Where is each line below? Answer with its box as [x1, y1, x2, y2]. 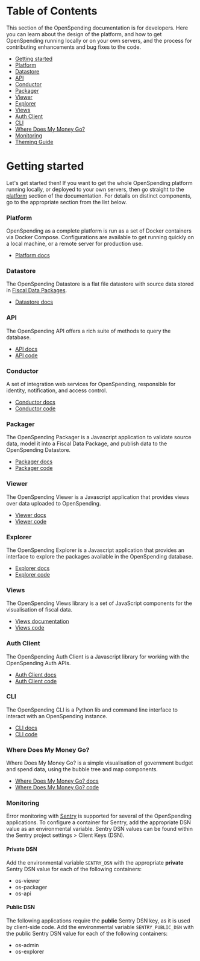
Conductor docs [14, 399, 55, 406]
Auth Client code [14, 677, 57, 684]
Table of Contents [6, 4, 98, 18]
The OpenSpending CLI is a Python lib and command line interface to [6, 706, 178, 713]
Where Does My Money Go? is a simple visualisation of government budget [6, 759, 193, 766]
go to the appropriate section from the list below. [6, 198, 128, 205]
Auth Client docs [14, 671, 57, 678]
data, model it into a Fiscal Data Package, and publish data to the [6, 440, 167, 447]
